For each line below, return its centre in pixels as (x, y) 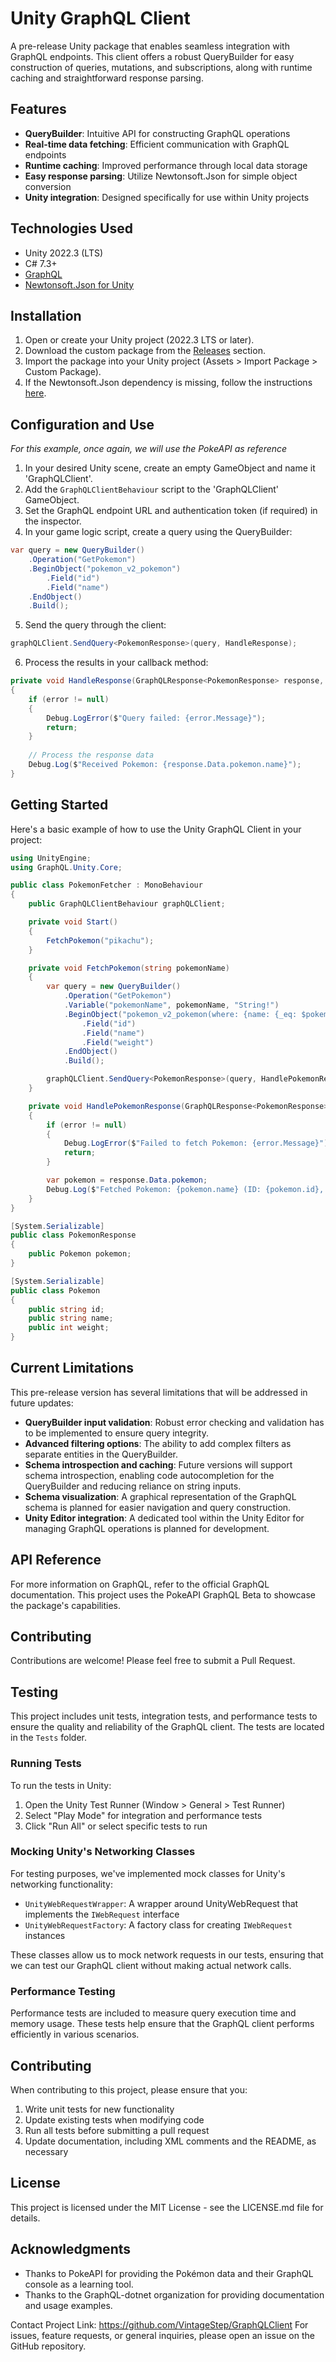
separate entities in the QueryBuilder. (101, 1454)
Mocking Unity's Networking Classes (103, 1852)
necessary (46, 2151)
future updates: (42, 1403)
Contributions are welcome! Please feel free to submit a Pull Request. (153, 1661)
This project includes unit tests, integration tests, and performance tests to (164, 1716)
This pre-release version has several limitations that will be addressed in (159, 1392)
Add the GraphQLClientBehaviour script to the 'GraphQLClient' (152, 489)
